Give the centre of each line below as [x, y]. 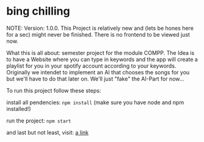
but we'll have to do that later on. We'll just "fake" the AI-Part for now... [95, 79]
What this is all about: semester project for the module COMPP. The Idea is [100, 52]
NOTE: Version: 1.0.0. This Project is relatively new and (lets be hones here [100, 28]
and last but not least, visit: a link [47, 132]
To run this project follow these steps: [54, 90]
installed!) [19, 108]
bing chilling [38, 11]
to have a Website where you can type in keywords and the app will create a [102, 59]
